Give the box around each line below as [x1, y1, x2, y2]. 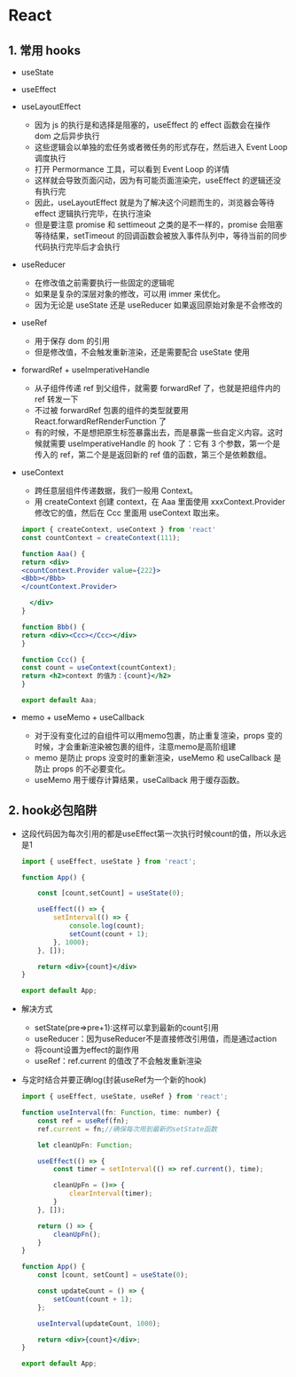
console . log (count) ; [68, 921, 145, 931]
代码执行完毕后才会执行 [34, 241, 121, 252]
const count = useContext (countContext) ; [20, 663, 177, 672]
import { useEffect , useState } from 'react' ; [20, 857, 197, 865]
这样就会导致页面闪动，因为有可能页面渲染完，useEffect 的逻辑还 [34, 175, 274, 185]
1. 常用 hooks [8, 43, 82, 58]
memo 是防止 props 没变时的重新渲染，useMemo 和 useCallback [34, 752, 272, 763]
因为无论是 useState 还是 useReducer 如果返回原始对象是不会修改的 [34, 300, 283, 310]
